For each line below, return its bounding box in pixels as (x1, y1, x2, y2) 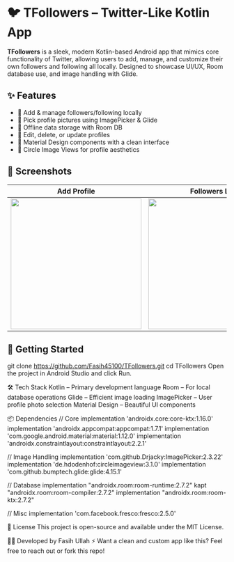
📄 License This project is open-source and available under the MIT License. (7, 523, 224, 531)
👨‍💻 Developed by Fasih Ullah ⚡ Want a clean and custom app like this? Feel (7, 537, 223, 545)
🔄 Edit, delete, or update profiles (17, 130, 110, 139)
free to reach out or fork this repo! (7, 547, 105, 555)
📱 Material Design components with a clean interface (17, 138, 169, 146)
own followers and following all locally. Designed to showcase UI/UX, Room (7, 62, 224, 70)
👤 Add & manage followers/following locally (17, 108, 142, 116)
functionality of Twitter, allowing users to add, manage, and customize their (7, 54, 224, 63)
